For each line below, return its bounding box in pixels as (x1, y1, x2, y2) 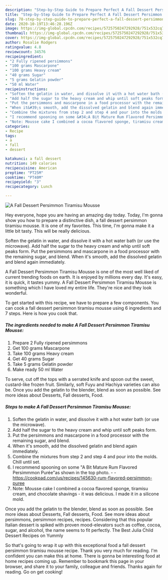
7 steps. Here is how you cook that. (5, 310, 78, 316)
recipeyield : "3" (5, 179, 41, 184)
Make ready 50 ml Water (12, 366, 63, 372)
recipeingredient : (5, 54, 43, 59)
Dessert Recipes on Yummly (5, 532, 63, 538)
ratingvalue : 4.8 (5, 45, 41, 50)
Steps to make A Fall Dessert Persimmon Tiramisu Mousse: (5, 404, 131, 410)
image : (5, 26, 19, 31)
